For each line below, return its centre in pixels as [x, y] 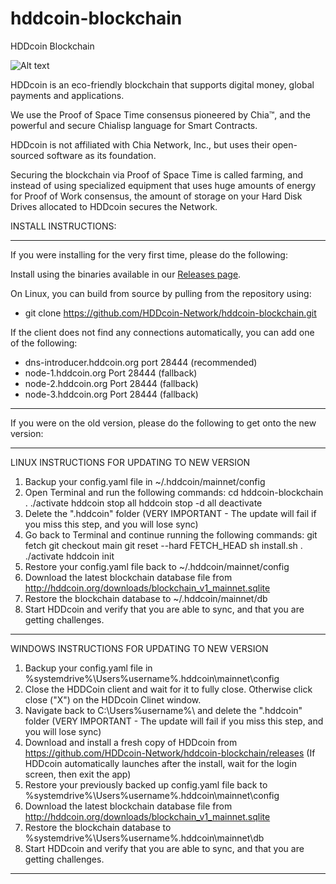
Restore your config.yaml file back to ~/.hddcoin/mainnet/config [157, 566]
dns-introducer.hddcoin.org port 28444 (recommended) [141, 362]
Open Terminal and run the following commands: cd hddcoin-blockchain [174, 492]
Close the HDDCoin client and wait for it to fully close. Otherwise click [168, 689]
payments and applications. [67, 95]
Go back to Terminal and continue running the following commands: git [171, 534]
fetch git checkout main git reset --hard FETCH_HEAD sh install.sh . [163, 545]
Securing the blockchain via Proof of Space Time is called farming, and [157, 174]
